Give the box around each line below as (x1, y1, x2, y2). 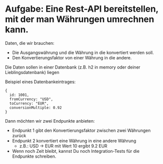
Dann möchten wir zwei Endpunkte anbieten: (5, 118, 95, 124)
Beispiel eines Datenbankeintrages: (5, 79, 76, 85)
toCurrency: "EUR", (9, 101, 49, 106)
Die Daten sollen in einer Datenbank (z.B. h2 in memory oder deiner (5, 64, 141, 70)
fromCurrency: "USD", (9, 96, 54, 102)
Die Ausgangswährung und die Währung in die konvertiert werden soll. (12, 50, 154, 55)
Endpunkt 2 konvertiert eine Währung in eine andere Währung (12, 138, 136, 144)
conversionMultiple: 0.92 (9, 105, 62, 110)
